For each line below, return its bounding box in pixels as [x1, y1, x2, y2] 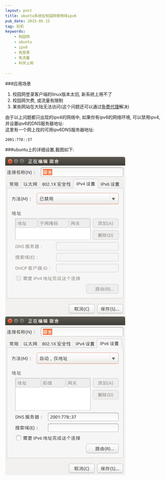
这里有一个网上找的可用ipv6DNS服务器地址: [5, 127, 95, 133]
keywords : [5, 29, 26, 34]
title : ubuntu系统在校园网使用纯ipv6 [5, 13, 77, 18]
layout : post [5, 8, 32, 13]
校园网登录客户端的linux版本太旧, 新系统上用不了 [12, 91, 112, 97]
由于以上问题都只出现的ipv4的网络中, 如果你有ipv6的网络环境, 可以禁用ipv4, [5, 115, 161, 120]
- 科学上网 [14, 60, 34, 66]
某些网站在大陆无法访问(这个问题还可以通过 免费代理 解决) [12, 104, 130, 110]
